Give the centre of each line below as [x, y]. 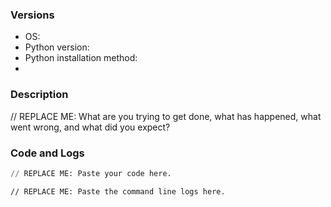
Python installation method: [81, 58]
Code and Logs [47, 153]
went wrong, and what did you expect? [90, 127]
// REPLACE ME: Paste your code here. [91, 173]
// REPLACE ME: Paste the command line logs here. [118, 191]
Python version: [57, 47]
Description [39, 95]
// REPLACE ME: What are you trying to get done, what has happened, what [166, 116]
